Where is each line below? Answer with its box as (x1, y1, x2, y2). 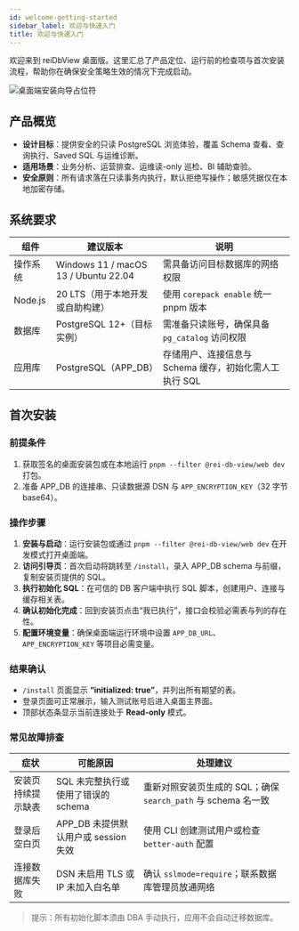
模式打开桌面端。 (29, 549, 93, 560)
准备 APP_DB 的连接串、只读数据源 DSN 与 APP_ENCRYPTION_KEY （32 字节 (21, 481, 288, 491)
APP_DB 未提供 (56, 817, 120, 830)
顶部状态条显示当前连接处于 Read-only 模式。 (21, 707, 191, 717)
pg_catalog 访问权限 (162, 331, 247, 344)
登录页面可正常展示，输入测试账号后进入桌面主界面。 (21, 696, 218, 707)
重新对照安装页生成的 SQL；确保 (143, 781, 280, 793)
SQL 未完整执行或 (56, 775, 131, 788)
